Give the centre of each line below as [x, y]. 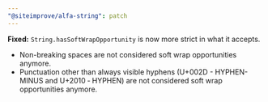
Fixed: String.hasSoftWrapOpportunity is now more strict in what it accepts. [134, 39]
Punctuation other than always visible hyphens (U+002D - [116, 72]
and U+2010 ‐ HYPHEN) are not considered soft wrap [134, 80]
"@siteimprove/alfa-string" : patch [68, 16]
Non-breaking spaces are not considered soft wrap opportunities [128, 54]
